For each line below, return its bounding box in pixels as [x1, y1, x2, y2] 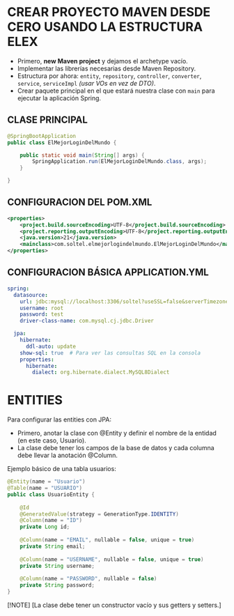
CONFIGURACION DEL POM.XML [7, 197, 153, 208]
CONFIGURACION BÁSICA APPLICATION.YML [7, 266, 209, 279]
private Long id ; [19, 523, 70, 530]
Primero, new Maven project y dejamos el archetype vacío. [17, 56, 188, 65]
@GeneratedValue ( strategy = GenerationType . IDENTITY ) [19, 510, 179, 518]
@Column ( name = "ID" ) [19, 517, 82, 524]
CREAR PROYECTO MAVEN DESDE [7, 4, 211, 20]
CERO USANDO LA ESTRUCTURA [7, 19, 203, 35]
